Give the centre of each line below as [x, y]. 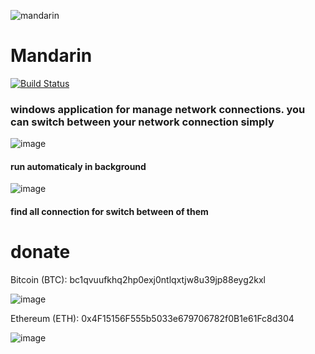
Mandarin [51, 56]
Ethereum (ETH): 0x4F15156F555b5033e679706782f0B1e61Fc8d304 [152, 318]
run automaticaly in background [78, 166]
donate [40, 252]
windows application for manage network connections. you [158, 109]
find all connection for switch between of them [109, 212]
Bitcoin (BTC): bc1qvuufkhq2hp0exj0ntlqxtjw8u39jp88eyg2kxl [138, 279]
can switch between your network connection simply [142, 122]
